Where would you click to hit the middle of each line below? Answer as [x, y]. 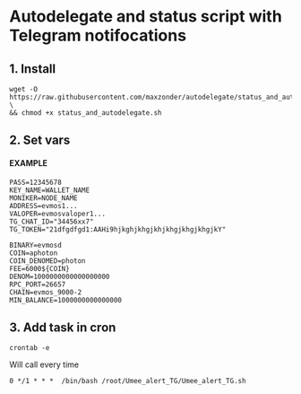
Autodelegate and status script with [146, 17]
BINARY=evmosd [36, 245]
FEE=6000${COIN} [39, 268]
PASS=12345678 [36, 182]
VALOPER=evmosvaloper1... [57, 214]
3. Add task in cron [63, 327]
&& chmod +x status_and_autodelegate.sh [86, 113]
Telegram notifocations [98, 35]
